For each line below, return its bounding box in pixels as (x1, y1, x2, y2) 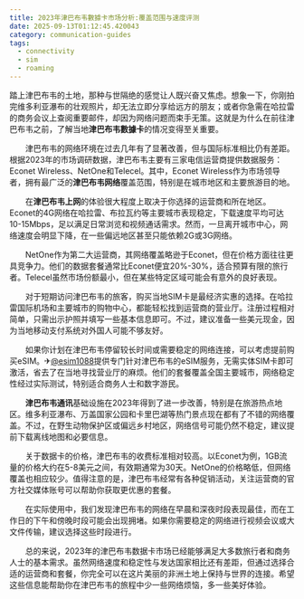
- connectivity (17, 47, 75, 56)
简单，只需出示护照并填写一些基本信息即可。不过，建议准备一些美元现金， (9, 313, 287, 324)
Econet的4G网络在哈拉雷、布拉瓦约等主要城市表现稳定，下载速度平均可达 (9, 207, 285, 218)
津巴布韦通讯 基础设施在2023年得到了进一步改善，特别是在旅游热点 (25, 397, 275, 408)
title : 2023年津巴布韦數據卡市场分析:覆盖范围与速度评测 (9, 13, 200, 23)
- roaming (17, 64, 54, 73)
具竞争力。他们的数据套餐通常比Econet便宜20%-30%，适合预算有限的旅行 (9, 260, 289, 271)
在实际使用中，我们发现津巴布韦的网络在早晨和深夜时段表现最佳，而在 (24, 503, 287, 514)
